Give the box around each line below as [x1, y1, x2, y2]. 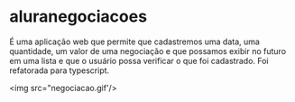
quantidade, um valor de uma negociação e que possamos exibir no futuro [9, 45, 287, 56]
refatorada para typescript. [9, 65, 110, 76]
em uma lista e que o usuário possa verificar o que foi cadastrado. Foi [9, 55, 269, 66]
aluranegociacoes [9, 6, 147, 27]
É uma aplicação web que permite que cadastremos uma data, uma [9, 36, 260, 47]
